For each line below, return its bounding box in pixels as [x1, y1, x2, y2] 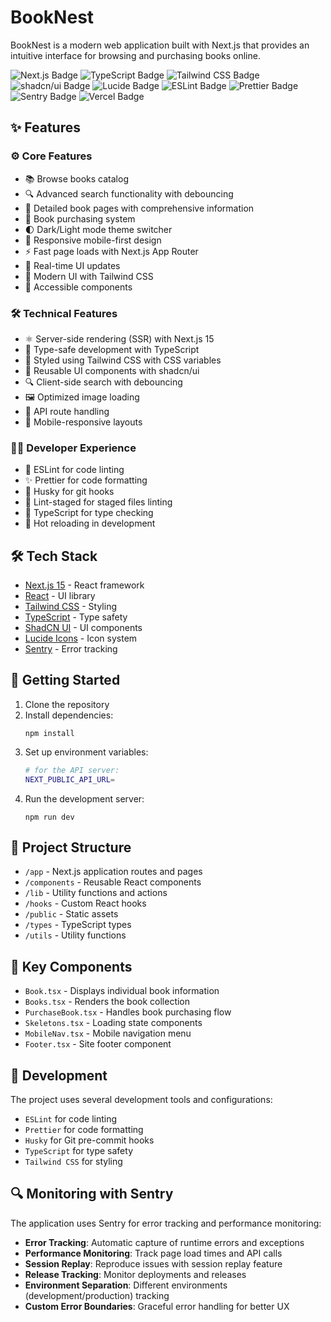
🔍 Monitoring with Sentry [10, 1186, 174, 1203]
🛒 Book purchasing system [24, 212, 136, 225]
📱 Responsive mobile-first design [24, 234, 162, 246]
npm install [24, 728, 75, 738]
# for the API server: [24, 765, 120, 775]
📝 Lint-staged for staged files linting [24, 496, 173, 508]
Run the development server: [24, 792, 145, 805]
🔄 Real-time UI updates [24, 259, 121, 271]
